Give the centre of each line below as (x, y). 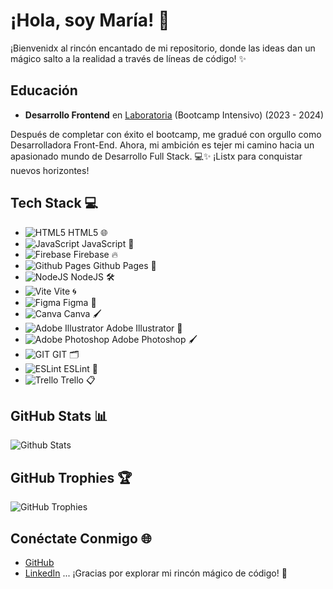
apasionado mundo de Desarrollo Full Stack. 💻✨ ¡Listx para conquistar (156, 156)
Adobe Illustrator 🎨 (144, 328)
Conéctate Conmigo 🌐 (81, 538)
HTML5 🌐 (88, 232)
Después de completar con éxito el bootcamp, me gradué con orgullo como (166, 134)
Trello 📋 (78, 380)
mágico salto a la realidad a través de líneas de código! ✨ (128, 58)
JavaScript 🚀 (108, 243)
